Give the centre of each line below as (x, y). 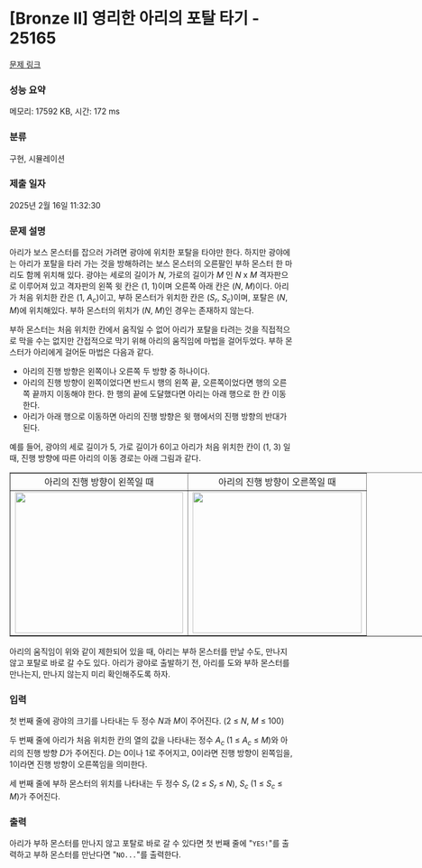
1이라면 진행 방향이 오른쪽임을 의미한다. (78, 764)
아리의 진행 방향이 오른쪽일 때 (277, 482)
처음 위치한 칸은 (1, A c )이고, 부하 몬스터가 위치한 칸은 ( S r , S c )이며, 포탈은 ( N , (153, 299)
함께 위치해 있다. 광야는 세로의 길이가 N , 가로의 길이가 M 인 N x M (142, 275)
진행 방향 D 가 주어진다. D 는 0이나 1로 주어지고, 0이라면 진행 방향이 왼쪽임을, (159, 753)
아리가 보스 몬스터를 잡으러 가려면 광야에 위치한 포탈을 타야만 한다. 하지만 (138, 253)
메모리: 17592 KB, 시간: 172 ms (64, 111)
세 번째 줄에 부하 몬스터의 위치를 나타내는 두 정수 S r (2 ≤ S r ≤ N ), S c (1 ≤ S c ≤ (146, 784)
